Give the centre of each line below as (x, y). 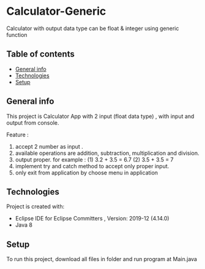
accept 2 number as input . (49, 146)
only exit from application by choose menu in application (86, 173)
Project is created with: (35, 206)
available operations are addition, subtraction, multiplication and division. (107, 153)
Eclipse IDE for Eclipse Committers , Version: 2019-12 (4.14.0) (92, 219)
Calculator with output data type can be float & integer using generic (93, 28)
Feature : (17, 134)
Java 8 (24, 225)
